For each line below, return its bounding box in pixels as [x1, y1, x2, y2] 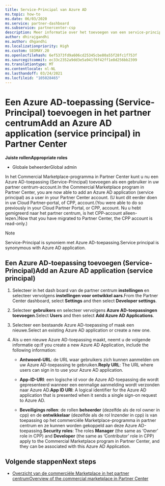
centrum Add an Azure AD [5, 117, 112, 128]
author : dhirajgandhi [5, 35, 50, 40]
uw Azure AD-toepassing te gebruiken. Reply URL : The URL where [19, 361, 154, 368]
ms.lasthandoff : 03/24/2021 [5, 71, 63, 76]
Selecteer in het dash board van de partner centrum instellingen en [12, 287, 150, 293]
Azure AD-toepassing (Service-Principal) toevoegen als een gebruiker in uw [5, 179, 159, 184]
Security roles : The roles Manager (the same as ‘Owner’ [43, 428, 159, 434]
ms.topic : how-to [5, 12, 41, 17]
